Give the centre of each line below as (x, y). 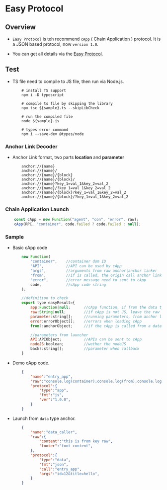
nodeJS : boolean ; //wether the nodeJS (78, 344)
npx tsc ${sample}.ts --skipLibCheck (60, 108)
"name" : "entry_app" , (52, 376)
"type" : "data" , (55, 460)
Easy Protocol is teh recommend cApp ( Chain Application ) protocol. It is (86, 39)
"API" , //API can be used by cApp (76, 266)
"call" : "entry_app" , (60, 469)
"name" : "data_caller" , (54, 432)
